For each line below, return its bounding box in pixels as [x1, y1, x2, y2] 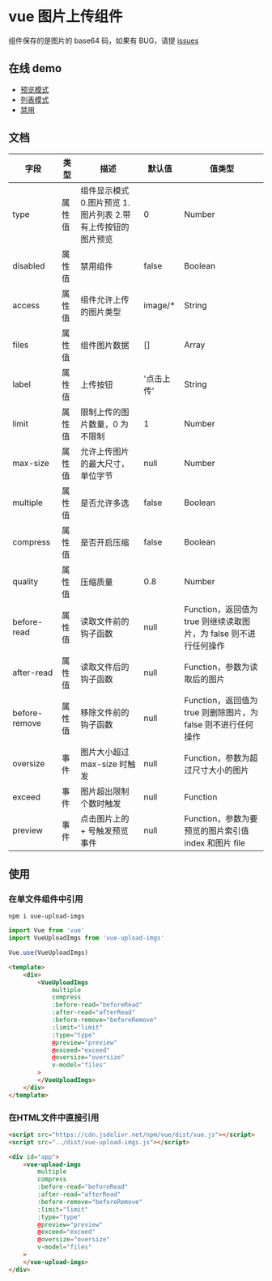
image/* [143, 299, 176, 311]
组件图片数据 [80, 339, 130, 350]
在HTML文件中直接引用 [8, 1112, 100, 1123]
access [12, 299, 40, 311]
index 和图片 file [184, 837, 245, 848]
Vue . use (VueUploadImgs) [8, 948, 89, 957]
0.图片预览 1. [80, 197, 131, 208]
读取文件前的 [80, 616, 130, 627]
